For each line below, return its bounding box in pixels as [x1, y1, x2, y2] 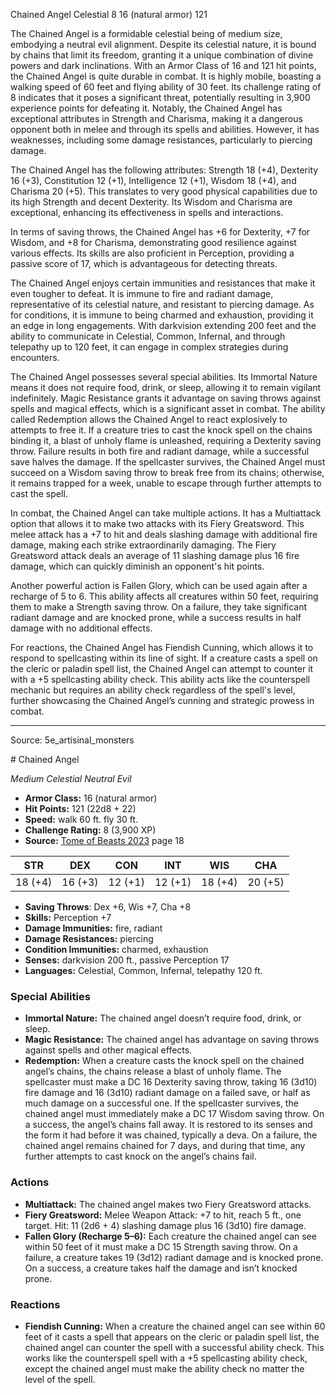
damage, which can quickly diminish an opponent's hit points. [10, 560, 265, 572]
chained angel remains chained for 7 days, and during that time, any [24, 1140, 306, 1152]
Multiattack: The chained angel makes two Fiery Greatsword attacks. [24, 1198, 312, 1210]
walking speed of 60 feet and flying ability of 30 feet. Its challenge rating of [10, 81, 322, 93]
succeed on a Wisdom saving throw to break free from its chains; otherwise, [10, 467, 325, 478]
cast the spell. [10, 488, 68, 499]
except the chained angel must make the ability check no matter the [24, 1362, 305, 1374]
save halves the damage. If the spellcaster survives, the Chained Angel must [10, 456, 326, 468]
